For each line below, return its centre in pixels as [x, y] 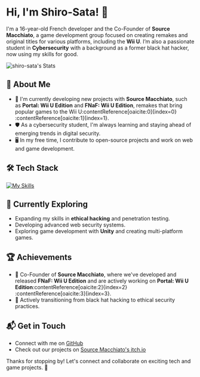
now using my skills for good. [42, 54]
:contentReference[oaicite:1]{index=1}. [62, 118]
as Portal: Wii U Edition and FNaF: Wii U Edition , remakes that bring [99, 105]
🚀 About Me [28, 85]
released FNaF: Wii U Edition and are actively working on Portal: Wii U [102, 281]
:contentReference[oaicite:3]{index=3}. [63, 294]
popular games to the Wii [46, 111]
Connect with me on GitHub [49, 343]
